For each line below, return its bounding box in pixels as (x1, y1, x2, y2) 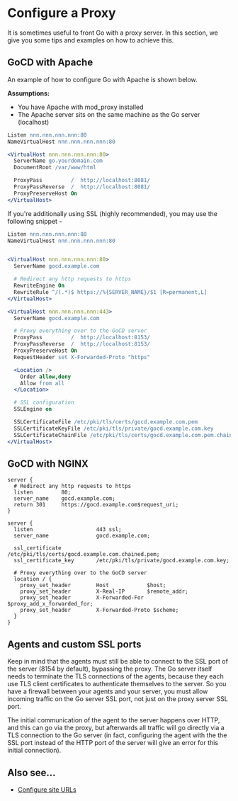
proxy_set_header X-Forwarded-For (20, 594, 144, 601)
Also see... (7, 766, 56, 778)
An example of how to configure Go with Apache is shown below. (7, 75, 198, 84)
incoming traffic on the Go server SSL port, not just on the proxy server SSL (7, 695, 228, 703)
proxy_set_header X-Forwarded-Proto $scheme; (20, 607, 179, 614)
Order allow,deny (20, 373, 72, 380)
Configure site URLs (17, 785, 76, 794)
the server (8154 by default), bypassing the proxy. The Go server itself (7, 664, 212, 674)
